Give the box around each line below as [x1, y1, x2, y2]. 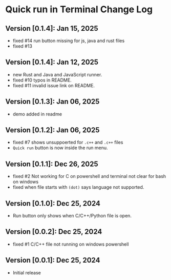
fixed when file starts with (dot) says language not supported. [12, 184, 144, 190]
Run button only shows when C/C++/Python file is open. [12, 213, 132, 219]
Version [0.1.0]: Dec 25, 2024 [5, 199, 101, 208]
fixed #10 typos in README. [12, 77, 72, 83]
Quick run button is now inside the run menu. [12, 145, 109, 151]
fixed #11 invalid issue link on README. [12, 82, 95, 88]
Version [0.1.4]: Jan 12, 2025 [5, 58, 99, 67]
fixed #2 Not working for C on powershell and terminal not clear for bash [12, 173, 166, 179]
